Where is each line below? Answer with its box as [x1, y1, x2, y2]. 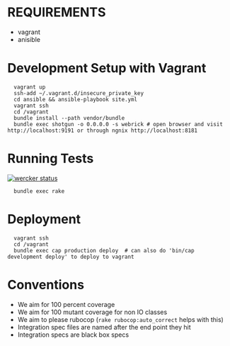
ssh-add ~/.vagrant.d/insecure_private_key [13, 89, 144, 96]
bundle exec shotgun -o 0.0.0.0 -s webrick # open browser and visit [13, 121, 223, 128]
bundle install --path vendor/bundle [13, 114, 125, 121]
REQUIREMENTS [7, 4, 106, 21]
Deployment [7, 211, 81, 227]
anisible [17, 35, 41, 43]
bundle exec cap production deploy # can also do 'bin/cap [13, 247, 195, 254]
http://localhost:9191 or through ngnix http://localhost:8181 [7, 127, 198, 134]
